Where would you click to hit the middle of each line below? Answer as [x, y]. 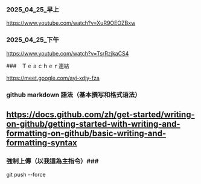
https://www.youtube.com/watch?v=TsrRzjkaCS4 [68, 53]
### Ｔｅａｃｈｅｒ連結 [38, 66]
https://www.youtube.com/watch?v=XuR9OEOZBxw [71, 23]
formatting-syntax [42, 143]
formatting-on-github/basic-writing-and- [86, 133]
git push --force [26, 175]
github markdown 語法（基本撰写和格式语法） [74, 95]
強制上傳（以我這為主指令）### [53, 161]
